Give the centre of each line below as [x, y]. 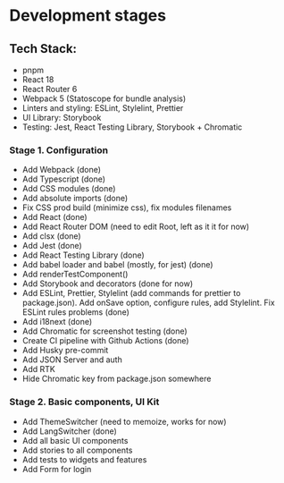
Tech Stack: [43, 49]
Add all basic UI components [75, 440]
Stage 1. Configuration [59, 150]
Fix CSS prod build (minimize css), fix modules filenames [127, 208]
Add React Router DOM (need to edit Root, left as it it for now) [136, 227]
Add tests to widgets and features [84, 459]
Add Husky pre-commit [65, 351]
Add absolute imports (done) [75, 199]
